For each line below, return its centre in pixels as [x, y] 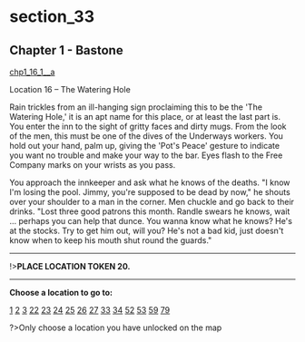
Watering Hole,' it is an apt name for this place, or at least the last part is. [145, 117]
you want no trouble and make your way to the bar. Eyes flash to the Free [146, 155]
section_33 [52, 17]
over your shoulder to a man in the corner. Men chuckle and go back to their [152, 202]
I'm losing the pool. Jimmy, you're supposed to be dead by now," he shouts [150, 192]
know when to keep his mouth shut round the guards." [111, 240]
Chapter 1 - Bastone [67, 50]
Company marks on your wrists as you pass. [93, 165]
